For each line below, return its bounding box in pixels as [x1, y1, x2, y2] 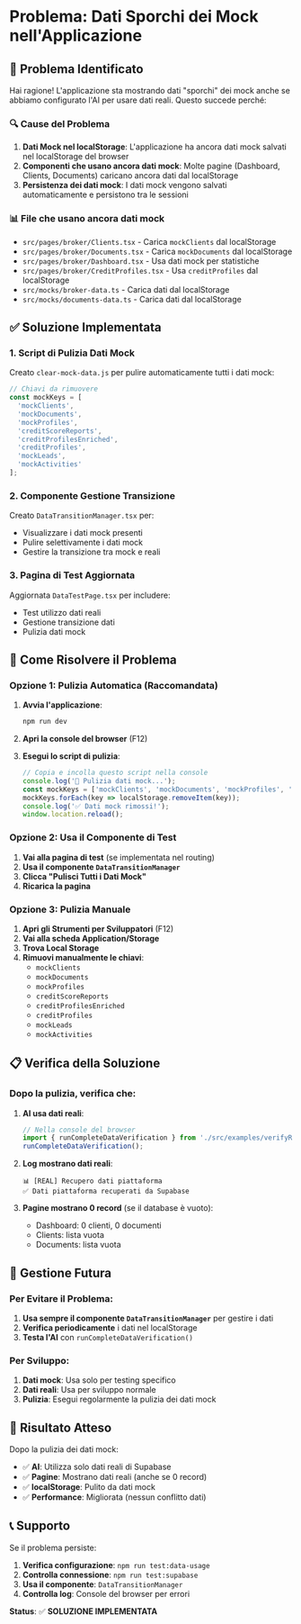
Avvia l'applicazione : [22, 699, 103, 710]
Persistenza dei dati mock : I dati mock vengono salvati [22, 180, 227, 191]
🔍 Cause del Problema [9, 117, 111, 130]
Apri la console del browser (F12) [22, 734, 148, 744]
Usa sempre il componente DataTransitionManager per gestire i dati [22, 1313, 274, 1323]
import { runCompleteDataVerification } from [22, 1133, 196, 1142]
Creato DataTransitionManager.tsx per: [9, 510, 155, 521]
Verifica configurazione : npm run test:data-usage [22, 1559, 210, 1570]
